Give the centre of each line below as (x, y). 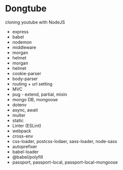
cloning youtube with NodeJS (35, 22)
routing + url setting (32, 84)
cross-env (23, 136)
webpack (21, 131)
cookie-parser (27, 73)
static (18, 120)
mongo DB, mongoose (35, 99)
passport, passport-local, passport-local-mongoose (65, 162)
